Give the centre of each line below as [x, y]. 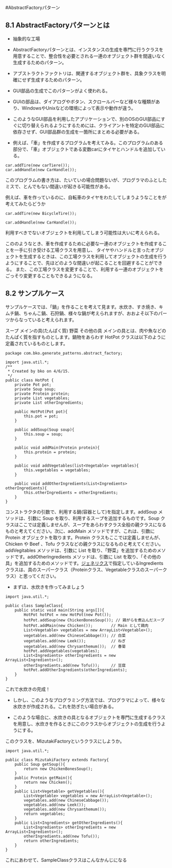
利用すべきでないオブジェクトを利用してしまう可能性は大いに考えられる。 [84, 232]
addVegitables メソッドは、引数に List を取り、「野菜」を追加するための [81, 550]
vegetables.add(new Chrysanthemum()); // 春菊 [75, 647]
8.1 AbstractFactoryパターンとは [58, 25]
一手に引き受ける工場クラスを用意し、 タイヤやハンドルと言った [82, 250]
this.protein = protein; [50, 452]
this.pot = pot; [41, 416]
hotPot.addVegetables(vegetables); [62, 651]
